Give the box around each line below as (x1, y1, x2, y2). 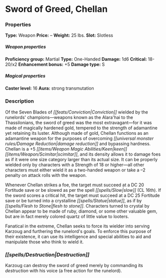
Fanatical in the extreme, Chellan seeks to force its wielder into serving (5, 223, 150, 229)
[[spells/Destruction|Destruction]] (5, 251, 90, 258)
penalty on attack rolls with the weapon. (5, 172, 87, 178)
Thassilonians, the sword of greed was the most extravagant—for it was (5, 119, 152, 125)
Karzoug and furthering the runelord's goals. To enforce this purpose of (5, 228, 152, 234)
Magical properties (5, 73, 46, 79)
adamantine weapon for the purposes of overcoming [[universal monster (5, 135, 154, 141)
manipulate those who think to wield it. (5, 239, 84, 245)
